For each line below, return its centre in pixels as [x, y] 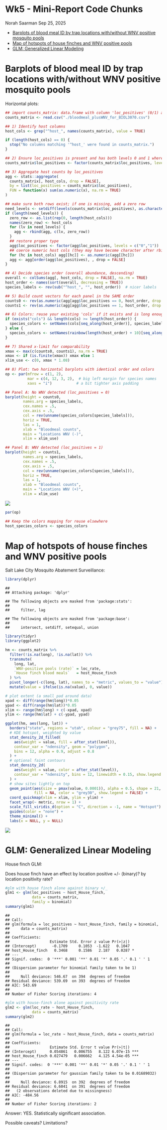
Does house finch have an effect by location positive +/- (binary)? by [76, 873]
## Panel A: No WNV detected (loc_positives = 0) [58, 392]
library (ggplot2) [23, 641]
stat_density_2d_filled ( [35, 737]
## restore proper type [34, 241]
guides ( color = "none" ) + [37, 811]
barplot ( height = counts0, [33, 397]
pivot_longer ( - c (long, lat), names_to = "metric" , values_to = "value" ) [86, 683]
